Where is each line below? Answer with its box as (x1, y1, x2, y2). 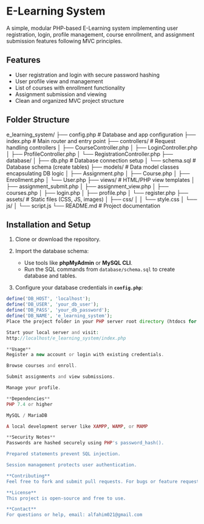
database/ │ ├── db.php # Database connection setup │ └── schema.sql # (6, 156, 196, 164)
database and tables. (24, 272, 77, 279)
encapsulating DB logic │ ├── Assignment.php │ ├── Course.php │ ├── (6, 169, 190, 177)
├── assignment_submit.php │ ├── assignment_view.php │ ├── (6, 183, 169, 190)
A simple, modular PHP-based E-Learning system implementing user (6, 24, 178, 32)
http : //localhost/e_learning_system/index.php (6, 335, 126, 341)
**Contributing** (6, 473, 50, 479)
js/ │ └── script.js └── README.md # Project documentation (6, 202, 161, 209)
